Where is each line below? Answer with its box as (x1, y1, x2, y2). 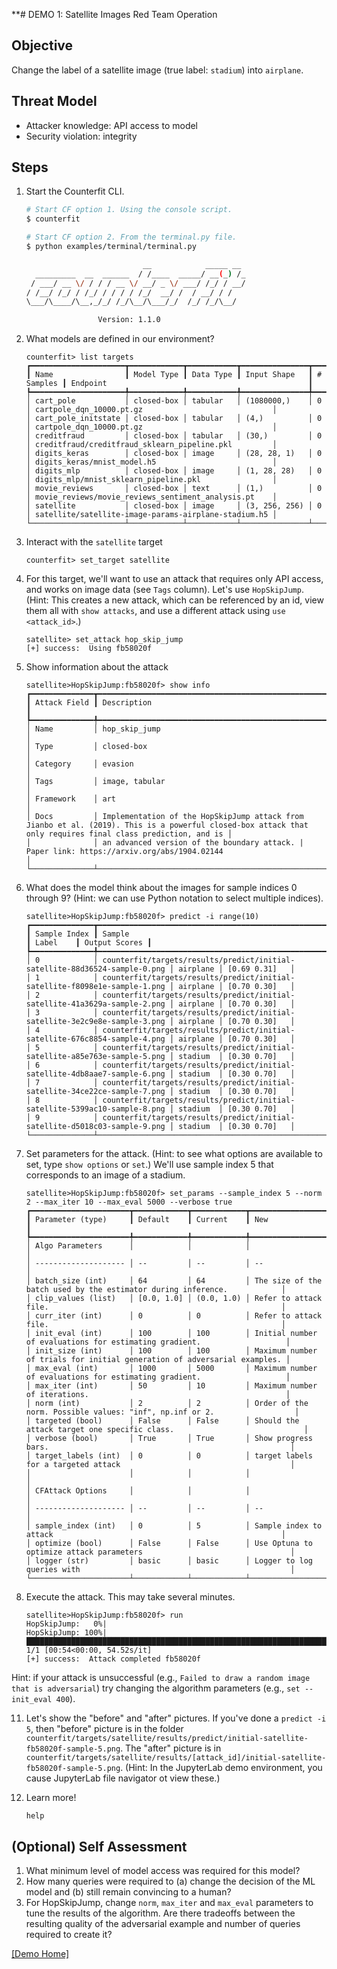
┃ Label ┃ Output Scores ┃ (25, 938, 153, 948)
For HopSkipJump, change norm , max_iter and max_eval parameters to (25, 1897, 314, 1908)
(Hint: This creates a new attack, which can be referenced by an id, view (25, 594, 324, 606)
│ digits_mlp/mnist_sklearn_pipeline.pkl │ (25, 475, 278, 485)
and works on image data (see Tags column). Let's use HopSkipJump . (25, 584, 304, 596)
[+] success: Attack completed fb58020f (25, 1654, 201, 1664)
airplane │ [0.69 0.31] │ (178, 964, 296, 974)
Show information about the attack (25, 661, 169, 673)
